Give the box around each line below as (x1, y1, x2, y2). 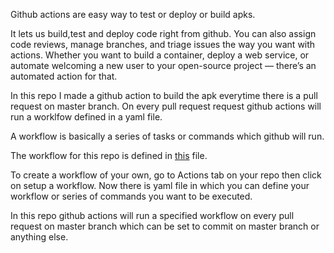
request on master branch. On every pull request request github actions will (10, 100, 322, 112)
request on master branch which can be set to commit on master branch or (10, 220, 320, 232)
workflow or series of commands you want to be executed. (10, 190, 253, 202)
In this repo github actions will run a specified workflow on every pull (10, 210, 295, 221)
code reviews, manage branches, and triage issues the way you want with (10, 39, 316, 50)
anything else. (10, 231, 69, 243)
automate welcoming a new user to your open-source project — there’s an (10, 60, 317, 71)
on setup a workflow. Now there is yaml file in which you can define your (10, 180, 310, 191)
